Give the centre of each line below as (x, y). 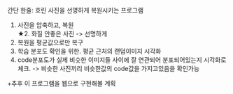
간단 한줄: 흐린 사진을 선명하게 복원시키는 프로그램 (76, 10)
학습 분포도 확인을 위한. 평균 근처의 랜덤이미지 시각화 (89, 51)
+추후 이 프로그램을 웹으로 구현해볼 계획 (62, 83)
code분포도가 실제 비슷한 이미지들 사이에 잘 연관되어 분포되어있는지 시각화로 (122, 60)
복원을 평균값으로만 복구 (50, 42)
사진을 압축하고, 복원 (45, 25)
